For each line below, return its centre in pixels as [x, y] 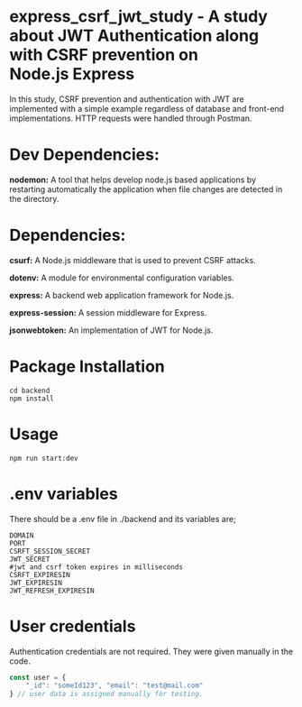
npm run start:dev [44, 458]
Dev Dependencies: [85, 155]
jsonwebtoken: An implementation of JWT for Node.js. [111, 330]
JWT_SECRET [30, 559]
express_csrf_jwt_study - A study [139, 17]
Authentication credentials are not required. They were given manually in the [151, 651]
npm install [32, 399]
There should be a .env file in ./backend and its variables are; [123, 519]
